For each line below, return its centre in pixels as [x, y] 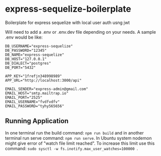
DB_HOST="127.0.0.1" [26, 59]
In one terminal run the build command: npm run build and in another [74, 133]
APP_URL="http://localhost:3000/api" [43, 80]
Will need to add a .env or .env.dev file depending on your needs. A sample [80, 32]
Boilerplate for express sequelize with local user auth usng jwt [68, 22]
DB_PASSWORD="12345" [26, 50]
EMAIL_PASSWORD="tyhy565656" [35, 106]
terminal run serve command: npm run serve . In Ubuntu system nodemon [79, 138]
